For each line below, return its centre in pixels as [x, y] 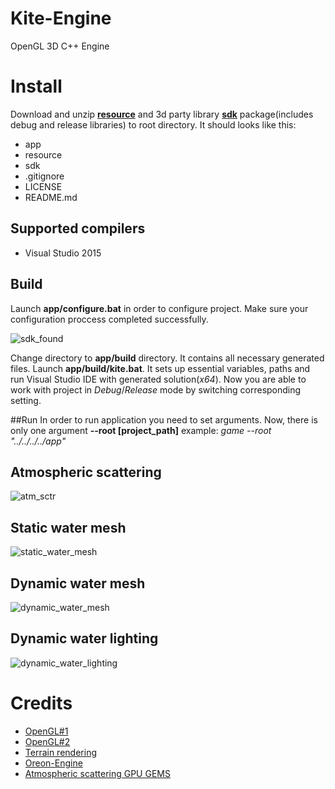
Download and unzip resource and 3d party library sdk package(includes [162, 114]
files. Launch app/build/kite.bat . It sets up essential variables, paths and [160, 368]
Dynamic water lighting [84, 638]
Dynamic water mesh [78, 583]
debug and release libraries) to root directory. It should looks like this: [153, 124]
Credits [41, 703]
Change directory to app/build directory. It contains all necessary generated [167, 358]
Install [36, 86]
